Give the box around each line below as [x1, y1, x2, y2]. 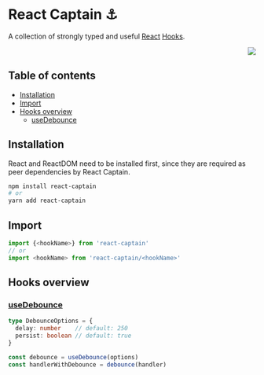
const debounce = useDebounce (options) [8, 353, 139, 361]
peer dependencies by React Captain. [8, 167, 131, 176]
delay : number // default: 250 [15, 325, 128, 333]
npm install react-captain [8, 182, 97, 190]
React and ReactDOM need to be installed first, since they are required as [8, 159, 246, 168]
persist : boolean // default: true [15, 332, 132, 340]
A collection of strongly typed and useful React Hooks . [8, 31, 185, 41]
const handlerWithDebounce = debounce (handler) [8, 360, 167, 369]
